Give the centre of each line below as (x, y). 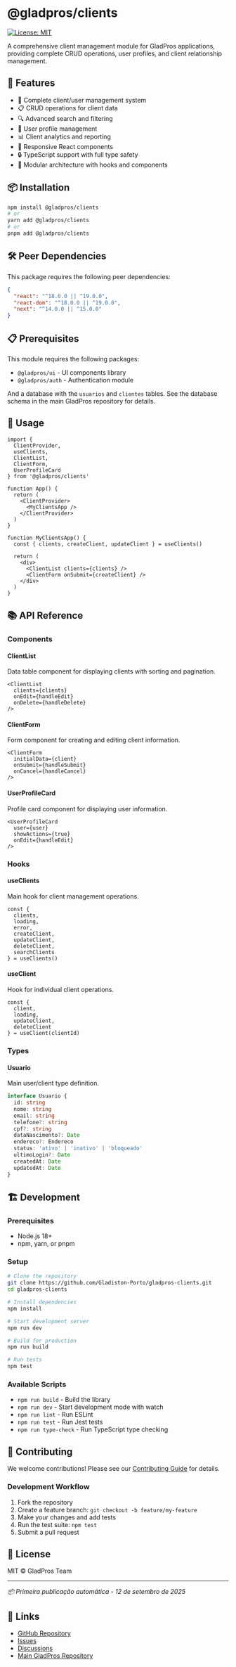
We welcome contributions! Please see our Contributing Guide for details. (113, 1469)
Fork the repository (45, 1502)
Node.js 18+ (35, 1236)
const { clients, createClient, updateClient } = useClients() (108, 544)
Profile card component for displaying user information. (87, 809)
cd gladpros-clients (38, 1289)
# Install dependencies (42, 1302)
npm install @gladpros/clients (53, 207)
